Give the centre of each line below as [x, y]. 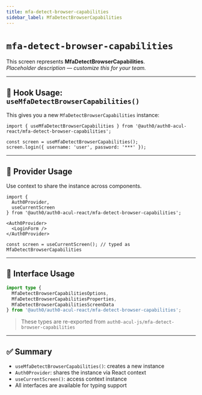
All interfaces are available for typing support [71, 385]
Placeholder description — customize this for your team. [76, 68]
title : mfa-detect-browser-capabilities [58, 12]
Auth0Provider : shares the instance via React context [80, 373]
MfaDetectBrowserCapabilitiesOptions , [60, 293]
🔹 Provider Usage [39, 172]
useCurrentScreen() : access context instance [71, 379]
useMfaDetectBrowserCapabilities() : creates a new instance [90, 366]
